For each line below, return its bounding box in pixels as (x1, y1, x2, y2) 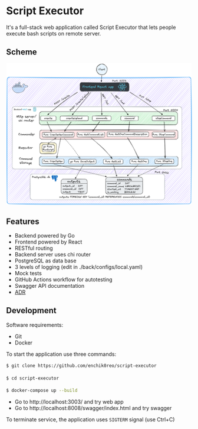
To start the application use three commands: (6, 350, 117, 357)
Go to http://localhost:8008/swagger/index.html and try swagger (14, 405, 172, 412)
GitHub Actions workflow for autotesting (14, 276, 113, 283)
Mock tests (14, 269, 42, 277)
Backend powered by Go (14, 232, 75, 239)
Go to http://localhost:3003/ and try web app (14, 398, 124, 405)
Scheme (6, 47, 37, 57)
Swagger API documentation (14, 282, 85, 289)
